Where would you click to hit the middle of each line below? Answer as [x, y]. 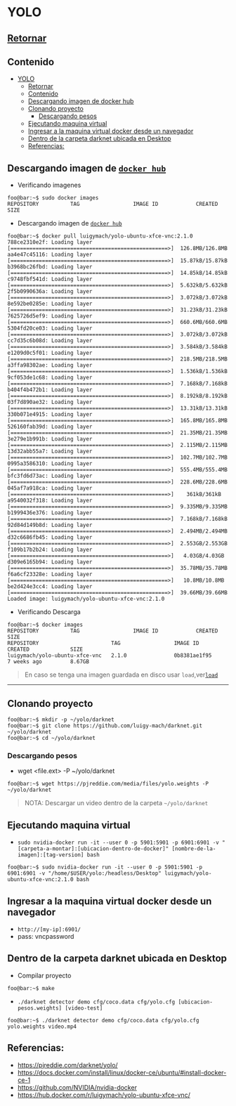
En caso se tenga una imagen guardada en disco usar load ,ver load [121, 675]
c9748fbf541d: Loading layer [50, 279]
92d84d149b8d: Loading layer [50, 525]
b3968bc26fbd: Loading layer [50, 267]
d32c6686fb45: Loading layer [50, 538]
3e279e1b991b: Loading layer [50, 439]
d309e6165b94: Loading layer [50, 562]
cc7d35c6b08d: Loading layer [50, 341]
